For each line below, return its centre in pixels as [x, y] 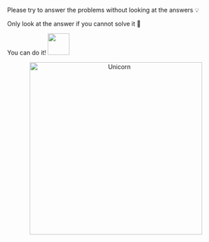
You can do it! [27, 52]
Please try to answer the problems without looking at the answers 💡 [103, 10]
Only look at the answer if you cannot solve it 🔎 [74, 24]
